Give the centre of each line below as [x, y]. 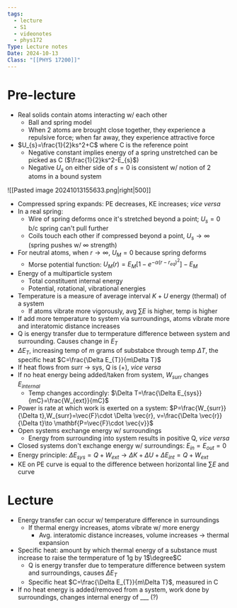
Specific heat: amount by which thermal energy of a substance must [117, 550]
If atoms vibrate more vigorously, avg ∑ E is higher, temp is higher [123, 311]
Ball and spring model [60, 122]
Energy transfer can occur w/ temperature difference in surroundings [118, 520]
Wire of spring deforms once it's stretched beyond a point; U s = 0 [124, 220]
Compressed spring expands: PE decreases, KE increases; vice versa [119, 204]
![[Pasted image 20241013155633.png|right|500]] [79, 190]
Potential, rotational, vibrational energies [87, 288]
